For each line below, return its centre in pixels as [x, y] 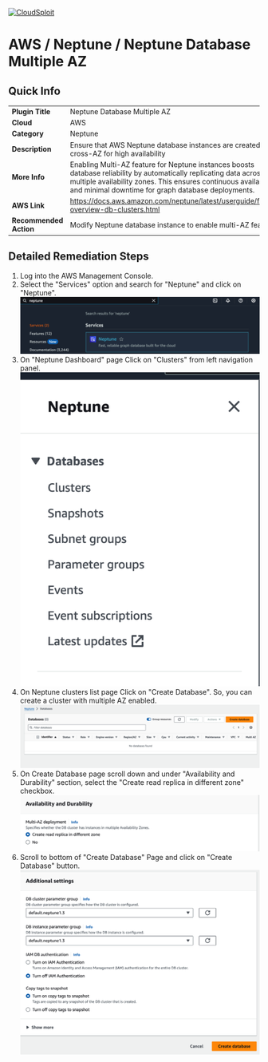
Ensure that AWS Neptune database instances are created [165, 145]
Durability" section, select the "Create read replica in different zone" [132, 782]
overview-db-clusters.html [115, 209]
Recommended [37, 220]
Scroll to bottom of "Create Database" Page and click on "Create [126, 857]
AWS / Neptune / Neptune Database [130, 45]
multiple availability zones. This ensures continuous [154, 181]
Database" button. [50, 866]
